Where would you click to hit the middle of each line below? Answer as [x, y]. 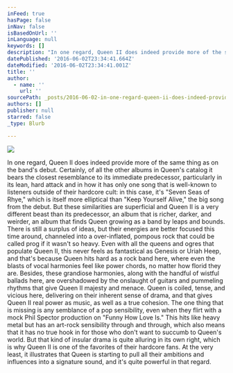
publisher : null [31, 110]
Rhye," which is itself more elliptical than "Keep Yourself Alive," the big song [115, 199]
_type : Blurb [26, 123]
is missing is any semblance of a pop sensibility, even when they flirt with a [114, 310]
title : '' [21, 72]
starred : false [29, 117]
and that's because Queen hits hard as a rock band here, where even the [111, 258]
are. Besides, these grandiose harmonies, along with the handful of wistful [113, 273]
